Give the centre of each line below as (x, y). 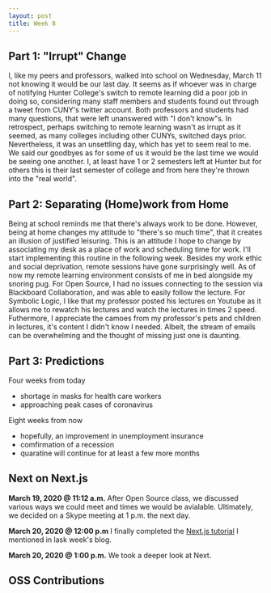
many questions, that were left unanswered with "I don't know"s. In (120, 119)
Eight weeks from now (46, 420)
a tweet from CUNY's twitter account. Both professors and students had (129, 110)
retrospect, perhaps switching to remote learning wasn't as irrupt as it (125, 127)
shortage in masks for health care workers (91, 396)
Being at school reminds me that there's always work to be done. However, (133, 224)
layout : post (30, 16)
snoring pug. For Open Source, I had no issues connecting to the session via (135, 284)
